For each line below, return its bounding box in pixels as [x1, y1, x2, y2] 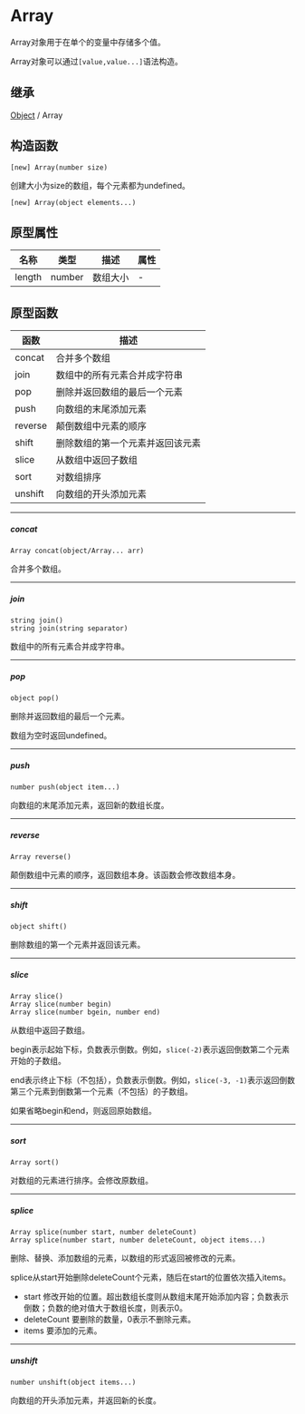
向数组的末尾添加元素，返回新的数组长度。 [10, 800, 169, 811]
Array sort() [10, 1157, 60, 1166]
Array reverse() [10, 853, 71, 862]
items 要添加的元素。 [23, 1325, 102, 1336]
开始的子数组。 [10, 1055, 66, 1066]
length [14, 271, 43, 284]
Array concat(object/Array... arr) [10, 546, 145, 556]
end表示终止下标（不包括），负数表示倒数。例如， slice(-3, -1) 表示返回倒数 [10, 1074, 296, 1085]
